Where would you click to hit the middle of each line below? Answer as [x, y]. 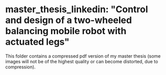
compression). [20, 67]
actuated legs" [38, 42]
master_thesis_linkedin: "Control [77, 9]
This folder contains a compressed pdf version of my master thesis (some [83, 56]
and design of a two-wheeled [69, 20]
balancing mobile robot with [66, 31]
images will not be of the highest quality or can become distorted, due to [82, 61]
